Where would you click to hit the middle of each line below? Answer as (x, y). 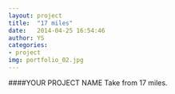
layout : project (35, 16)
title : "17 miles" (41, 23)
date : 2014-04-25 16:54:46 (57, 30)
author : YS (26, 38)
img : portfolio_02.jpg (46, 61)
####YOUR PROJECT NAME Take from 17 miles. (88, 82)
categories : (28, 45)
